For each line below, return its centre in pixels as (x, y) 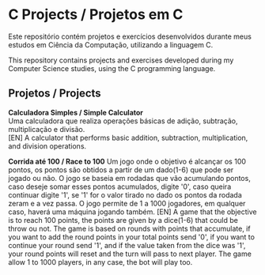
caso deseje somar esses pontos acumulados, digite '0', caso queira (120, 186)
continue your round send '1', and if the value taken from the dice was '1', (127, 245)
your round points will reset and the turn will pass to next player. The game (130, 254)
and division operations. (47, 146)
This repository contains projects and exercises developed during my (121, 60)
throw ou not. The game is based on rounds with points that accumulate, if (129, 228)
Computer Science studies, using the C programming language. (112, 68)
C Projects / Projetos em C (96, 15)
